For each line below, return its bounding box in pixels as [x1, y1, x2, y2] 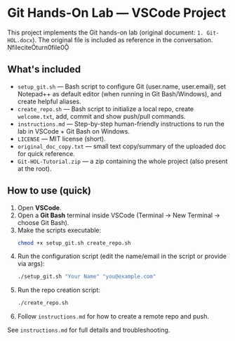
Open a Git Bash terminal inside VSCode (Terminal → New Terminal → [17, 211, 221, 219]
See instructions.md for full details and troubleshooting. [7, 326, 170, 335]
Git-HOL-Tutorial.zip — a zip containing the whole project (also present [17, 157, 228, 165]
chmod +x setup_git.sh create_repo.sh [17, 239, 131, 247]
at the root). [17, 164, 52, 173]
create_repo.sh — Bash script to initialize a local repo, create [17, 104, 194, 113]
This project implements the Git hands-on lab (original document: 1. [7, 28, 204, 37]
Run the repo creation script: [17, 286, 100, 295]
